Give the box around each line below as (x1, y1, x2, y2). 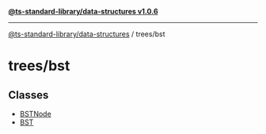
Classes (8, 88, 49, 102)
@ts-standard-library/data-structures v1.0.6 (8, 7, 158, 16)
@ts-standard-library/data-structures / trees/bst (8, 29, 165, 39)
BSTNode (19, 110, 51, 118)
